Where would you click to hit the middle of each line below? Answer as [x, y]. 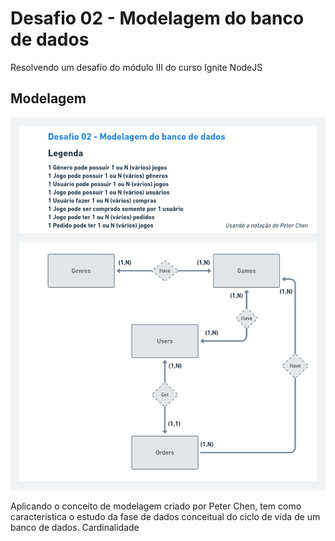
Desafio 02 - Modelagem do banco [157, 18]
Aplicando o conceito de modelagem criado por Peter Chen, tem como [156, 506]
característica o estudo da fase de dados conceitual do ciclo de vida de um [165, 517]
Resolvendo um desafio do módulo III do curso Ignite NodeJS [136, 67]
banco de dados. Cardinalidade [75, 528]
